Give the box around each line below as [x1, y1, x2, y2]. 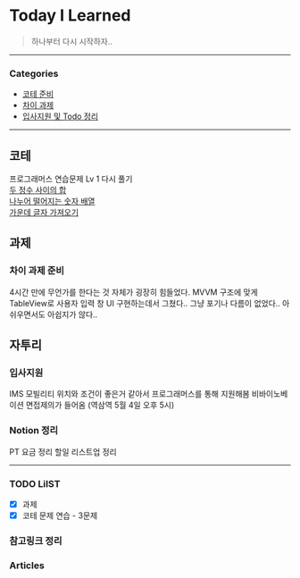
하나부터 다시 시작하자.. [30, 36, 113, 46]
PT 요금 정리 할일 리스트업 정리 [9, 446, 118, 457]
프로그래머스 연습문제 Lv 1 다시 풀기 [9, 173, 133, 184]
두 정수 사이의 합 [9, 185, 67, 196]
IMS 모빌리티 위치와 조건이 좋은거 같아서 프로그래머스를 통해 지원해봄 [9, 389, 250, 399]
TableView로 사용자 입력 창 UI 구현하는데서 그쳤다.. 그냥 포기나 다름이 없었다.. [9, 297, 281, 308]
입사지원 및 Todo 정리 [21, 111, 99, 121]
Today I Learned [9, 5, 131, 26]
